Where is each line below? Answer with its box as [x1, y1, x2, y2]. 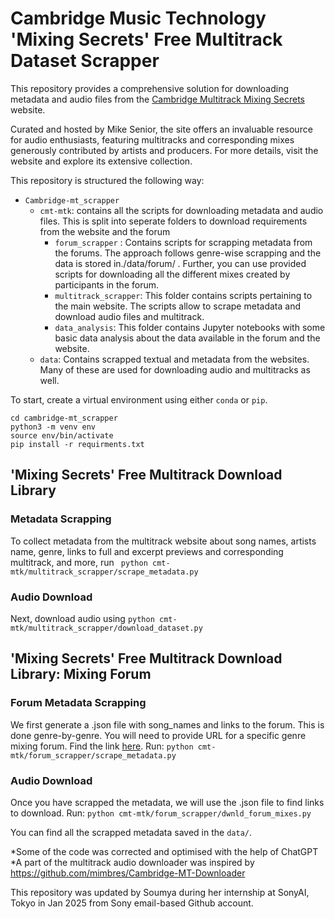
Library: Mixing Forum [10, 666, 152, 683]
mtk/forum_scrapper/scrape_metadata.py [10, 750, 177, 761]
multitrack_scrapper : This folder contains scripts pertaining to [54, 289, 313, 301]
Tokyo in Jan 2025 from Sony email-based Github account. [10, 897, 254, 909]
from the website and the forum [39, 225, 171, 237]
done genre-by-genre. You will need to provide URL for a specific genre [10, 729, 307, 741]
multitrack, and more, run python [10, 556, 148, 568]
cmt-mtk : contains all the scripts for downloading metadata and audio [39, 204, 324, 216]
